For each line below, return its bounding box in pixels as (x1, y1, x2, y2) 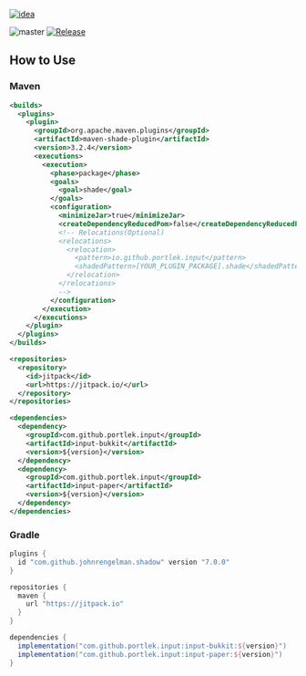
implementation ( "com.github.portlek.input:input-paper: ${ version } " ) (17, 650, 283, 659)
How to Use (9, 53, 76, 68)
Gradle (9, 528, 40, 541)
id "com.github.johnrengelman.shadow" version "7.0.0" (17, 557, 230, 567)
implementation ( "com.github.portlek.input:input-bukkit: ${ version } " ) (17, 641, 287, 650)
